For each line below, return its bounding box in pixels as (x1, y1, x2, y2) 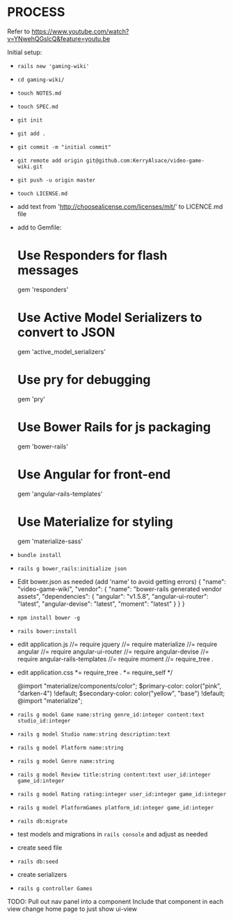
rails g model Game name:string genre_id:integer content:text (17, 711, 205, 718)
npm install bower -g (17, 614, 80, 621)
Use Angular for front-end (17, 467, 171, 482)
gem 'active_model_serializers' (17, 347, 106, 355)
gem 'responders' (17, 285, 69, 293)
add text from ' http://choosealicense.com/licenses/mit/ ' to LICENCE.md (17, 202, 223, 211)
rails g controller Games (17, 885, 93, 892)
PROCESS (7, 4, 65, 20)
